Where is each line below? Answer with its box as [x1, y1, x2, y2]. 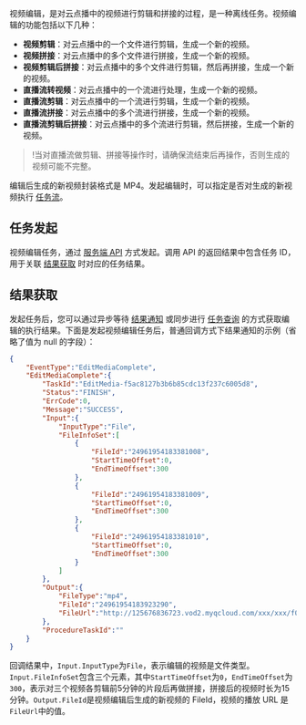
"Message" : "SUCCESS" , [42, 405, 125, 414]
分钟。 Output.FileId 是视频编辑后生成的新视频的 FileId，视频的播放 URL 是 [9, 694, 289, 705]
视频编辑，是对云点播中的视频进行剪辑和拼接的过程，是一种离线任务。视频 [9, 8, 289, 18]
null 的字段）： [43, 336, 96, 347]
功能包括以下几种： [25, 19, 97, 30]
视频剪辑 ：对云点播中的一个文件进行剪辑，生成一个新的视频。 [22, 39, 255, 49]
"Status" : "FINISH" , [42, 388, 117, 398]
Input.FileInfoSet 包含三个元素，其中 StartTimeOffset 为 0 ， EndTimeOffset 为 [9, 671, 293, 682]
